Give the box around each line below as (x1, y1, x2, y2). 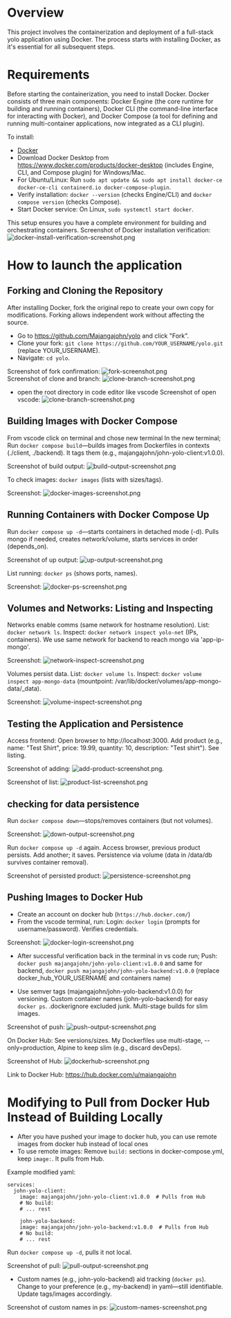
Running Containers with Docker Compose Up (7, 509, 210, 521)
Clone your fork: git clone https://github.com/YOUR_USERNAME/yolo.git (17, 338, 223, 347)
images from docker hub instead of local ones (17, 1139, 149, 1148)
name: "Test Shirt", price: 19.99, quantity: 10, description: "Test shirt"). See (7, 744, 220, 752)
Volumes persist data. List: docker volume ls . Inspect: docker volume (7, 670, 202, 678)
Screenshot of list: (7, 778, 59, 786)
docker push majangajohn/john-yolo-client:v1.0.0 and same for (17, 959, 203, 967)
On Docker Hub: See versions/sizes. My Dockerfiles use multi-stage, (7, 1036, 203, 1044)
